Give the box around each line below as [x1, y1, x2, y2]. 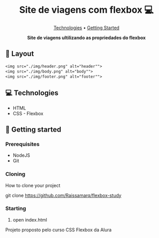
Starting [5, 205, 27, 212]
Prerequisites [5, 140, 40, 148]
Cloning [5, 171, 26, 178]
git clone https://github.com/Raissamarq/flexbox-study [5, 192, 122, 198]
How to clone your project [5, 182, 61, 188]
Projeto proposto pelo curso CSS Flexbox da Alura [5, 227, 112, 233]
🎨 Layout [5, 49, 34, 58]
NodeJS [12, 152, 30, 158]
